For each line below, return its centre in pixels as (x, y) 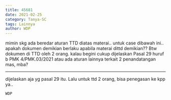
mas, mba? (17, 65)
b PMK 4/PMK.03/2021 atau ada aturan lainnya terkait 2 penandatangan (81, 59)
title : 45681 (19, 10)
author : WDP (18, 29)
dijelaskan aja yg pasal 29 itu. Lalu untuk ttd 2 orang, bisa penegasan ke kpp (85, 79)
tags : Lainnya (20, 24)
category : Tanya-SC (26, 19)
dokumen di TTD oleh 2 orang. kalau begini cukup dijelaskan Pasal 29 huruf (85, 54)
